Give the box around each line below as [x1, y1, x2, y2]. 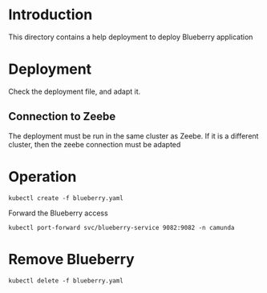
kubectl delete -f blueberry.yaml [8, 276, 124, 285]
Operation [8, 167, 77, 186]
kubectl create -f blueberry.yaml [8, 194, 124, 202]
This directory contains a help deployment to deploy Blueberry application [8, 32, 253, 42]
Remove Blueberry [8, 250, 135, 268]
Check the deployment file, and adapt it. [8, 86, 141, 96]
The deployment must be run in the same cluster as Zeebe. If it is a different [8, 130, 259, 141]
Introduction [8, 6, 93, 24]
